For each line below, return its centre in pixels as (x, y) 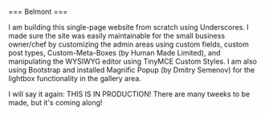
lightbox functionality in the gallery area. (75, 78)
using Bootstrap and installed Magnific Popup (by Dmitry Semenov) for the (132, 70)
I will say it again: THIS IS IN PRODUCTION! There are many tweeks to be (129, 94)
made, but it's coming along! (55, 103)
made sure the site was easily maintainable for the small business (117, 36)
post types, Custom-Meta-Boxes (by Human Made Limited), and (114, 53)
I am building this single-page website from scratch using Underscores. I (128, 27)
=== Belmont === (38, 12)
